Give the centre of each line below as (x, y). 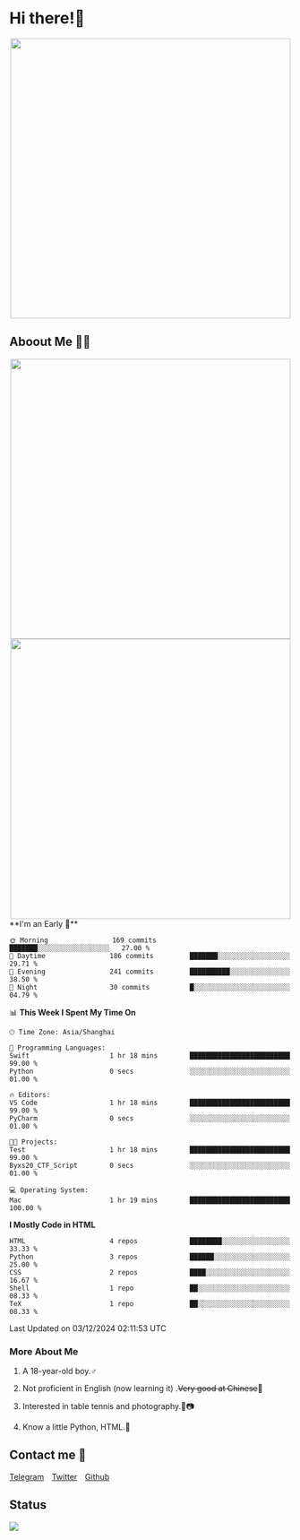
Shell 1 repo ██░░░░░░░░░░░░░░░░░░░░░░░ (150, 1288)
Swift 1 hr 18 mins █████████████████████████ (150, 1056)
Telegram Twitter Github (60, 1476)
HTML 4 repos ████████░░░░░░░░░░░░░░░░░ (150, 1241)
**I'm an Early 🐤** (44, 923)
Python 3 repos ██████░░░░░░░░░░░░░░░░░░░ (150, 1257)
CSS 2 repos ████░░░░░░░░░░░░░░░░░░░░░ (150, 1272)
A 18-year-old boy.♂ (59, 1371)
